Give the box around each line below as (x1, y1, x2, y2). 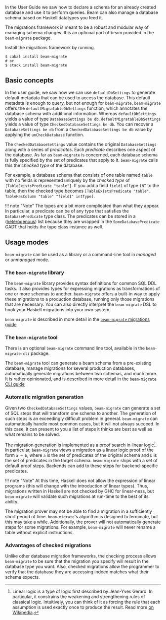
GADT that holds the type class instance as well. (5, 223, 104, 230)
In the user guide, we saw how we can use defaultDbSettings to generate (5, 89, 156, 95)
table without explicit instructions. (5, 530, 74, 536)
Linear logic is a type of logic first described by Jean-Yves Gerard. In (12, 588, 153, 595)
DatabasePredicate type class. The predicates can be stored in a (5, 213, 136, 219)
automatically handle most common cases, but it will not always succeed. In (5, 420, 160, 426)
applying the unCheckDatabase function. (5, 132, 84, 138)
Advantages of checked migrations (5, 542, 91, 549)
